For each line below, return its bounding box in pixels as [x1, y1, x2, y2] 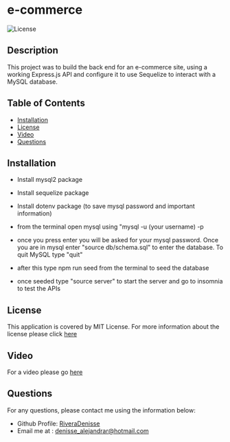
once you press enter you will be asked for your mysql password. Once [16, 236, 218, 244]
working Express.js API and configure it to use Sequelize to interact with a [7, 70, 216, 78]
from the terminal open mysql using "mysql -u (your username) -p [16, 222, 204, 231]
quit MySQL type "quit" [16, 251, 83, 259]
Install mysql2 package [16, 176, 83, 184]
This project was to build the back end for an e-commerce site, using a [7, 62, 208, 71]
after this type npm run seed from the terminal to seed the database [16, 264, 209, 272]
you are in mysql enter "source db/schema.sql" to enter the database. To [16, 243, 224, 252]
